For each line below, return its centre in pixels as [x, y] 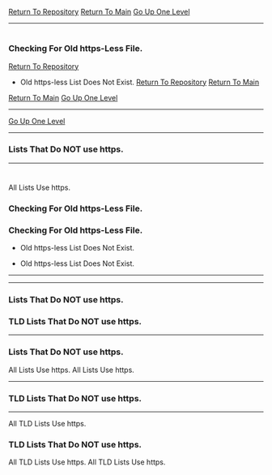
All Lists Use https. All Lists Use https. [72, 370]
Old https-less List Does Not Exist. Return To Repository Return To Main [140, 82]
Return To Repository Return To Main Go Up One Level [99, 12]
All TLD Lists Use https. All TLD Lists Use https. [87, 462]
